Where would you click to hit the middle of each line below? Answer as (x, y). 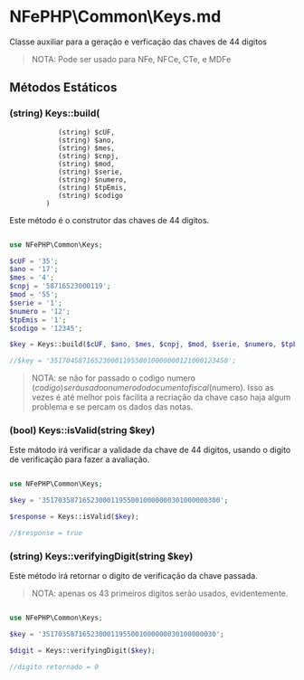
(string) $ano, (86, 140)
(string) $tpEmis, (92, 187)
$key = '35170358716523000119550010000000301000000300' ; (119, 501)
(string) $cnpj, (88, 156)
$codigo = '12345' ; (46, 328)
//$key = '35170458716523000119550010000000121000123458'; (123, 361)
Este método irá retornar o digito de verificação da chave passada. (133, 576)
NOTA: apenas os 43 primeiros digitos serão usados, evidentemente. (160, 593)
